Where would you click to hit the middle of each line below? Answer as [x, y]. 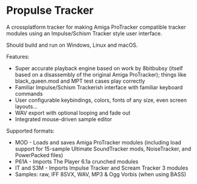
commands [29, 93]
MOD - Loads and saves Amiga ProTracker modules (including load [98, 142]
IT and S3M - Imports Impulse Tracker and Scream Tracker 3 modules [102, 168]
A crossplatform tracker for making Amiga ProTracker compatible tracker [96, 27]
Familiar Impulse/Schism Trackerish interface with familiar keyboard [99, 87]
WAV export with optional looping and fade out [73, 113]
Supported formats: [31, 131]
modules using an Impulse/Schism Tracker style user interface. [84, 33]
